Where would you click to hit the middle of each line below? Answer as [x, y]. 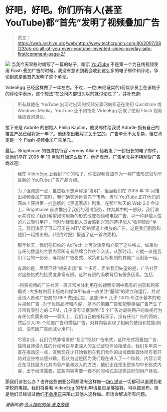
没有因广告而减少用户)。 [51, 329]
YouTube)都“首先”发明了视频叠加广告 [83, 23]
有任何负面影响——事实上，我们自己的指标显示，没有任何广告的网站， [89, 316]
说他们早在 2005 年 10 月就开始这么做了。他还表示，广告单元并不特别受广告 [83, 157]
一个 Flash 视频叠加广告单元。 [45, 140]
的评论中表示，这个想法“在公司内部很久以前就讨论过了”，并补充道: [73, 94]
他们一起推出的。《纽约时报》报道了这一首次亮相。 [69, 234]
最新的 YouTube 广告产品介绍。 [50, 180]
